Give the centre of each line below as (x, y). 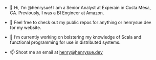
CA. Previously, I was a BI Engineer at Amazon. (57, 13)
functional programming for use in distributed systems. (65, 42)
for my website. (25, 28)
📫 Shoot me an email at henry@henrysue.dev (56, 52)
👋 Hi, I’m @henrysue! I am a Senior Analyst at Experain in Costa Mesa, (80, 8)
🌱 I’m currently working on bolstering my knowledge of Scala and (76, 37)
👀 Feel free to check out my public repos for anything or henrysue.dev (80, 22)
